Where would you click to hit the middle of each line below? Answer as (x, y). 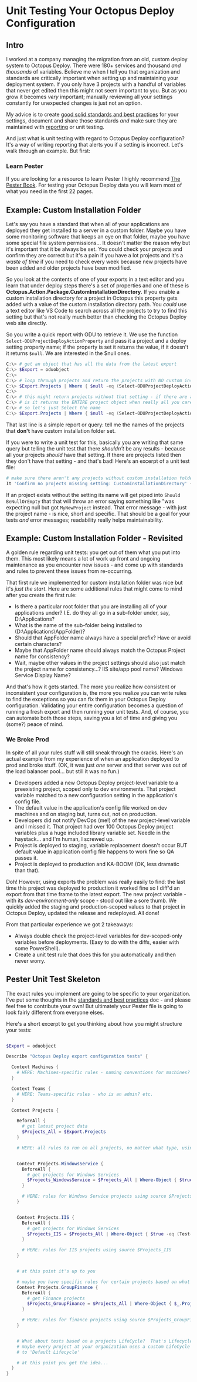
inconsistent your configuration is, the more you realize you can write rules (96, 693)
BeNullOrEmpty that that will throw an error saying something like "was (90, 501)
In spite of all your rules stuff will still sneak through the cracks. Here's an (95, 753)
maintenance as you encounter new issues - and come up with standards (95, 565)
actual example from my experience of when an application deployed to (93, 758)
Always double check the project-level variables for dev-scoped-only (98, 936)
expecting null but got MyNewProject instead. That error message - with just (96, 507)
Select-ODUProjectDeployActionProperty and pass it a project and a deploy (96, 341)
